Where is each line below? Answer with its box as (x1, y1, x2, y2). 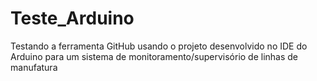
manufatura (10, 61, 58, 73)
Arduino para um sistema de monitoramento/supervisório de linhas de (10, 50, 299, 62)
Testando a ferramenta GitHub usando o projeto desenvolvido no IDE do (10, 40, 308, 52)
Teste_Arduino (10, 7, 135, 30)
